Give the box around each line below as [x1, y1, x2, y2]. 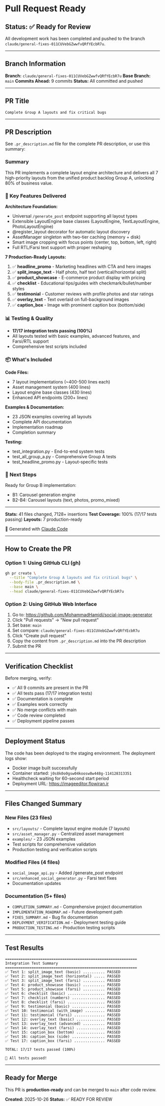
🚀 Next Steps [5, 471, 37, 478]
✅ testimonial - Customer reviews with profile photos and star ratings [12, 291, 154, 297]
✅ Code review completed [12, 712, 66, 719]
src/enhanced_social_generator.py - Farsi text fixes [12, 875, 117, 881]
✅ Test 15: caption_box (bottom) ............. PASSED [5, 1030, 121, 1035]
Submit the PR [12, 643, 41, 649]
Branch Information [5, 60, 66, 68]
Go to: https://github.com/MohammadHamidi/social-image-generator [12, 612, 153, 618]
